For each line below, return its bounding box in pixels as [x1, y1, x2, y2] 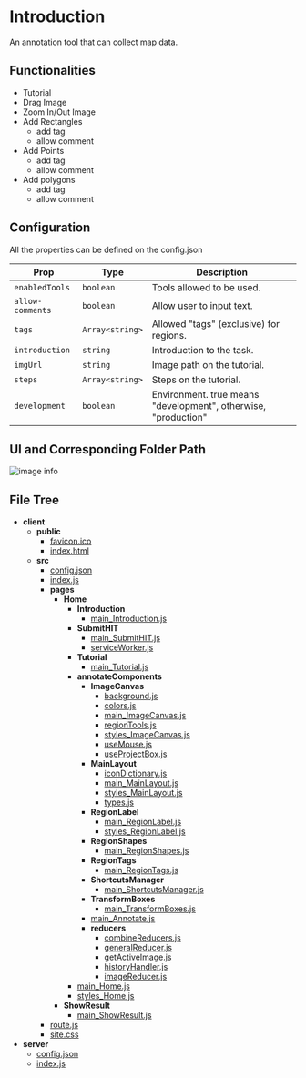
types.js [104, 797, 135, 808]
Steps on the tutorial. [151, 373, 241, 386]
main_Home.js [76, 981, 130, 992]
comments [14, 305, 52, 315]
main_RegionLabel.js [104, 817, 182, 828]
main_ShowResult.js [76, 1010, 152, 1021]
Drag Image [22, 97, 67, 107]
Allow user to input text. [151, 299, 253, 311]
